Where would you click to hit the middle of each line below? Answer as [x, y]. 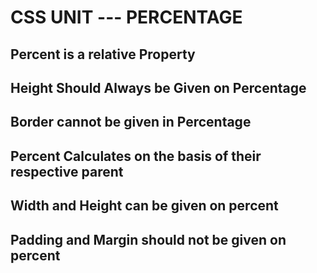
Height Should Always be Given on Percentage [158, 87]
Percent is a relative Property [103, 54]
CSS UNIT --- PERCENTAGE [126, 17]
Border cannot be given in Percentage [131, 122]
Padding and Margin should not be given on [148, 239]
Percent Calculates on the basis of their [136, 156]
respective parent [67, 171]
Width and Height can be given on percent [144, 206]
